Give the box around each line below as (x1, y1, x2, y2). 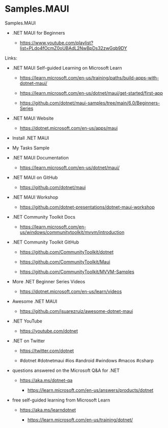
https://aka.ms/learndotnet (19, 407, 76, 413)
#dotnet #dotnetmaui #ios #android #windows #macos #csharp (19, 357, 154, 363)
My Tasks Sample (12, 145, 49, 151)
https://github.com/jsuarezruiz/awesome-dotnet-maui (19, 308, 133, 314)
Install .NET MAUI (12, 135, 49, 141)
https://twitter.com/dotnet (19, 347, 74, 354)
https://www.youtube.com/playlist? (19, 39, 94, 46)
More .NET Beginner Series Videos (12, 278, 86, 284)
